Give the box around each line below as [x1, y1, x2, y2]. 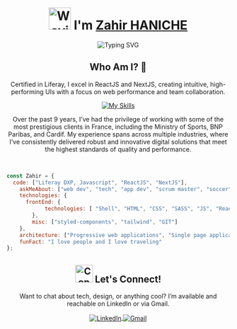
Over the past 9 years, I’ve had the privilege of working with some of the [12, 115, 224, 123]
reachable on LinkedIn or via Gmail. [67, 299, 170, 308]
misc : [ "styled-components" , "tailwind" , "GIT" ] [32, 218, 178, 226]
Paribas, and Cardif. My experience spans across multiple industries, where [8, 129, 229, 138]
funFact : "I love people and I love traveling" [19, 238, 162, 246]
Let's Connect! [94, 273, 162, 285]
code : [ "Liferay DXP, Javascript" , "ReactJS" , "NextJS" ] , [13, 179, 188, 186]
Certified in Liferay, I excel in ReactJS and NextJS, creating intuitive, [10, 80, 209, 88]
